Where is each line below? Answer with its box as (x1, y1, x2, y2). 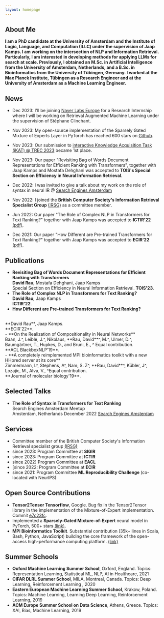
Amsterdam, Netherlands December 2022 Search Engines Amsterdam (12, 411, 154, 416)
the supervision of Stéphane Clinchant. (12, 118, 91, 124)
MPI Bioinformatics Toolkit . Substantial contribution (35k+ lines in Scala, (12, 528, 160, 534)
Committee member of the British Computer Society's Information (12, 438, 145, 444)
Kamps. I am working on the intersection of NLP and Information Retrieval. (5, 49, 159, 55)
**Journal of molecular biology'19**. (5, 373, 81, 379)
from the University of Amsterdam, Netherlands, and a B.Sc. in (5, 64, 135, 70)
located (12, 474, 28, 480)
